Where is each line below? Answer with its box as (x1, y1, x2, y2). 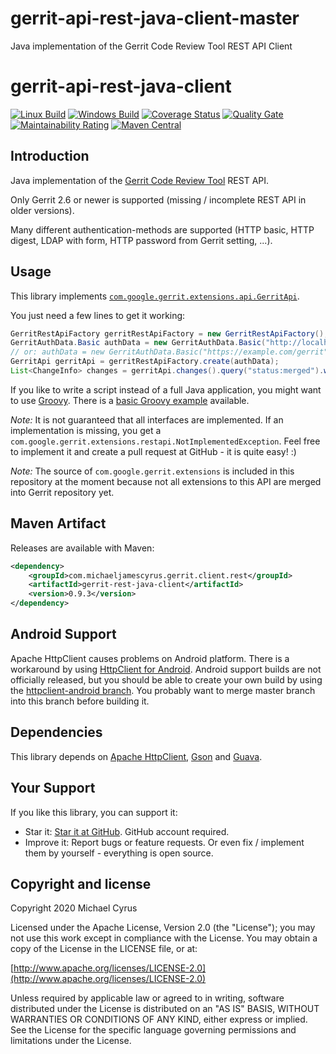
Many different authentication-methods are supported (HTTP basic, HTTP (10, 223, 315, 236)
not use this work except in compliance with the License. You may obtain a (10, 932, 318, 944)
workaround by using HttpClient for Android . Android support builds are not (10, 663, 322, 675)
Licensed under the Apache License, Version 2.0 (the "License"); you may (10, 922, 316, 934)
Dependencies (10, 724, 103, 741)
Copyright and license (10, 875, 152, 892)
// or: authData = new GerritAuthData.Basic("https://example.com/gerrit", (10, 347, 333, 357)
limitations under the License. (10, 1035, 132, 1047)
